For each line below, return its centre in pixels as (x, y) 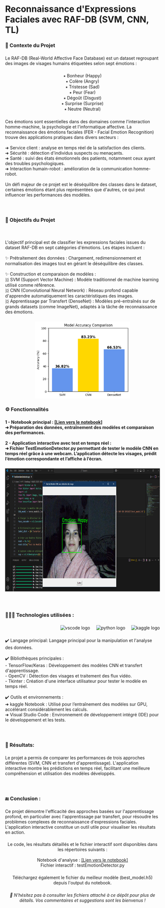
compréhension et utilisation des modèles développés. (60, 773)
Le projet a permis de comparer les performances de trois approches (75, 758)
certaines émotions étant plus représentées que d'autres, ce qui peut (75, 189)
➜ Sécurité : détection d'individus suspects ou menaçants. (64, 153)
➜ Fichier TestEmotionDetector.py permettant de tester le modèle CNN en (82, 448)
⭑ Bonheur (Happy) (82, 75)
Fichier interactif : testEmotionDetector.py (82, 865)
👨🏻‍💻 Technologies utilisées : (40, 615)
